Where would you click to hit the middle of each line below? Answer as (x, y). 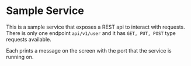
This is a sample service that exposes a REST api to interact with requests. (95, 27)
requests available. (29, 39)
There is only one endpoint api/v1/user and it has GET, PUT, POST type (91, 33)
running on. (20, 57)
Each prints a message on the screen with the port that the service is (89, 50)
